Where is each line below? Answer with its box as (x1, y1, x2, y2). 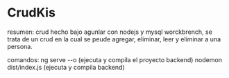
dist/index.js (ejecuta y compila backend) (7, 63, 125, 71)
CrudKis (7, 5, 56, 21)
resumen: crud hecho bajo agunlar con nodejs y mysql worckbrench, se (7, 28, 213, 36)
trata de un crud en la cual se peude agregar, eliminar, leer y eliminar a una (7, 35, 221, 43)
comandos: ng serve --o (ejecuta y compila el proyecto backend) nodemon (7, 55, 222, 64)
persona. (7, 42, 33, 50)
